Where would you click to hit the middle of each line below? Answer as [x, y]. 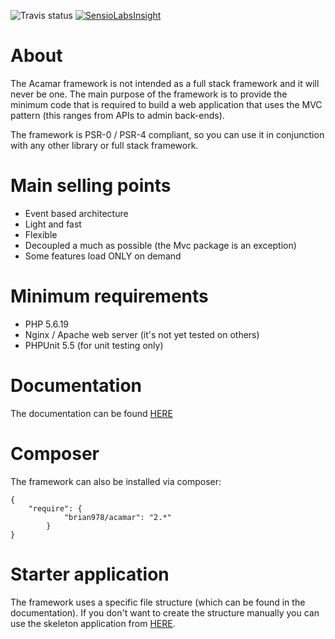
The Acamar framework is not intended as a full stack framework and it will [165, 83]
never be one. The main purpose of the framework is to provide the [149, 94]
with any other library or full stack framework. [104, 145]
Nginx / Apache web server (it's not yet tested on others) [142, 334]
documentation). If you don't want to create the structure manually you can [165, 612]
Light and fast [53, 224]
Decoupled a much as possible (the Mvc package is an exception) [160, 245]
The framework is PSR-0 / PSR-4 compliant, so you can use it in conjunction [167, 134]
